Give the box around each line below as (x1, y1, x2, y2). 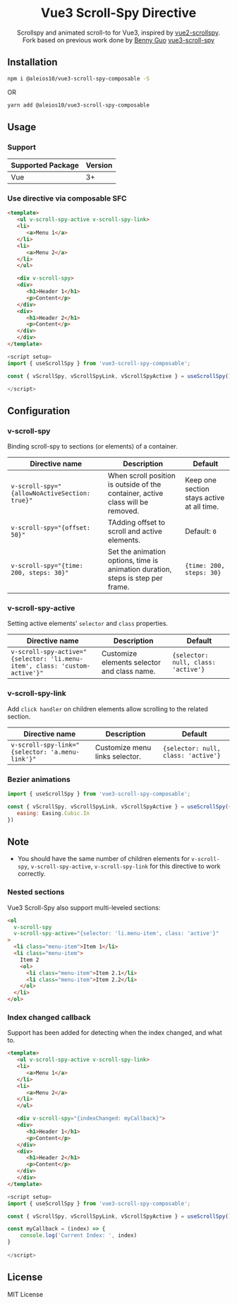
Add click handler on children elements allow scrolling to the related (7, 704, 208, 713)
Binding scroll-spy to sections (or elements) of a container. (7, 442, 178, 451)
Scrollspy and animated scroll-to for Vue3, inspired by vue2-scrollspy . (16, 28, 221, 37)
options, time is (108, 556, 159, 566)
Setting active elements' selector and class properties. (7, 620, 168, 628)
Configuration (7, 405, 71, 417)
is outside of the (108, 480, 162, 490)
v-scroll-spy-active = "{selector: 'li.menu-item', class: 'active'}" (13, 930, 219, 937)
